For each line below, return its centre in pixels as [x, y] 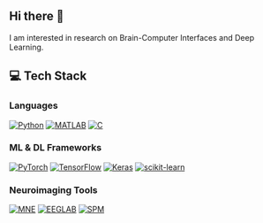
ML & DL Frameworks [56, 148]
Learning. [26, 47]
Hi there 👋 [37, 16]
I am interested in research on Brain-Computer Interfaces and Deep [131, 37]
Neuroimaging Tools [54, 189]
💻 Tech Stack [48, 76]
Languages [34, 105]
